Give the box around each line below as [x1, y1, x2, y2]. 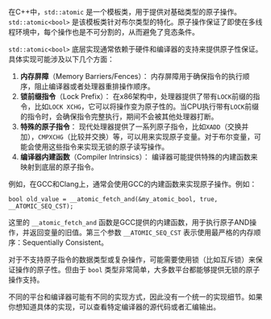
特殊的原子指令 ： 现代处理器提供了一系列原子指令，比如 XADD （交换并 [19, 122, 249, 131]
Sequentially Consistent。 [22, 238, 109, 247]
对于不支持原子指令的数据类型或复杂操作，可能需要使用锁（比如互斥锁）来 [8, 255, 256, 264]
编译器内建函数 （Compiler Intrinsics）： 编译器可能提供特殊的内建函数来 [19, 152, 258, 161]
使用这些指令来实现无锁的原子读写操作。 [34, 142, 169, 151]
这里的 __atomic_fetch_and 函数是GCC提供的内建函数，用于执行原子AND [8, 217, 250, 227]
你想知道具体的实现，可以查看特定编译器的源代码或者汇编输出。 [8, 302, 220, 312]
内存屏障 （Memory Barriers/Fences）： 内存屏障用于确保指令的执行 [19, 72, 244, 81]
